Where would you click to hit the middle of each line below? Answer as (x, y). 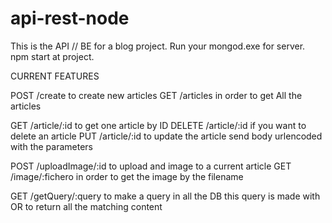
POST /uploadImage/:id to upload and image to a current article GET (151, 166)
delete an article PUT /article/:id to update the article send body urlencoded (166, 136)
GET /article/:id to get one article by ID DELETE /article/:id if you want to (158, 125)
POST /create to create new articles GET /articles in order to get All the (156, 95)
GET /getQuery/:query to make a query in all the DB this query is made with (165, 196)
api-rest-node (70, 18)
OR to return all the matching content (86, 206)
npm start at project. (52, 56)
